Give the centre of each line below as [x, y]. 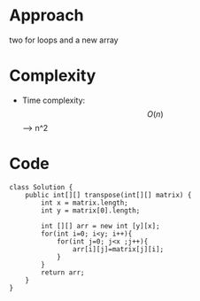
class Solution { [41, 187]
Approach [46, 15]
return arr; [63, 272]
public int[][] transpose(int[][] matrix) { [108, 195]
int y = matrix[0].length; [91, 210]
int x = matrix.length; [85, 203]
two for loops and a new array [64, 40]
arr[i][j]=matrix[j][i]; [118, 249]
